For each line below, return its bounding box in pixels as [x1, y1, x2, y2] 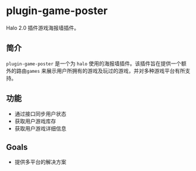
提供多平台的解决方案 [14, 159, 66, 166]
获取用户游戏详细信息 [14, 125, 66, 132]
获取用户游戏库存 [14, 118, 56, 125]
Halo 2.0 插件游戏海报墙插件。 [6, 24, 79, 31]
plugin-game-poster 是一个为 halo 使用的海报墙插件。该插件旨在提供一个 [6, 60, 182, 67]
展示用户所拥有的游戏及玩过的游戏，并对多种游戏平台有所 [46, 67, 185, 74]
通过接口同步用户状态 [14, 110, 66, 117]
